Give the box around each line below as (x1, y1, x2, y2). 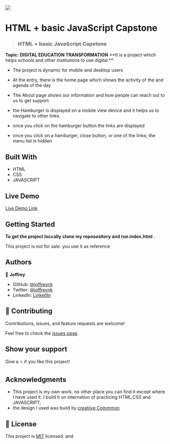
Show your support (5, 344, 67, 353)
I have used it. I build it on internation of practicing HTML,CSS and (12, 394, 151, 400)
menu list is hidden (12, 138, 52, 144)
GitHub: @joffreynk (12, 281, 53, 287)
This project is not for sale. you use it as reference (5, 243, 110, 249)
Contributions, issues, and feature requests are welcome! (5, 320, 125, 326)
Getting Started (5, 220, 55, 229)
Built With (5, 152, 37, 161)
